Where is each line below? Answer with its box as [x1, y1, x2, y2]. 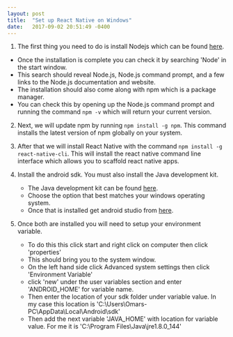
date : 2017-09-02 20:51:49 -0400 [7, 23, 111, 30]
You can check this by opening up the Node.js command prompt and [17, 100, 215, 109]
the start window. [17, 63, 67, 72]
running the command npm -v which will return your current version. [17, 107, 212, 116]
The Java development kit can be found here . [27, 184, 159, 193]
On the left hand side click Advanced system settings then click [27, 263, 210, 271]
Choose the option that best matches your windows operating [27, 191, 205, 200]
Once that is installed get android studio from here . [27, 207, 174, 215]
